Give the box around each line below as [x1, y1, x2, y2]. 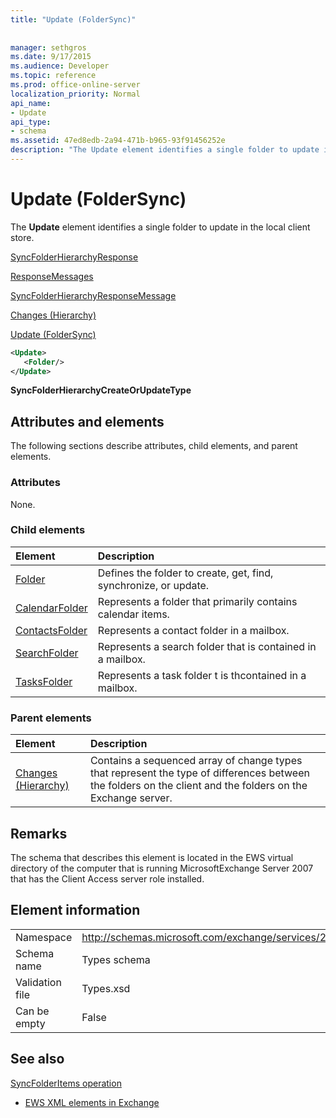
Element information [10, 902, 141, 919]
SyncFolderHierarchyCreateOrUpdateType [10, 384, 192, 396]
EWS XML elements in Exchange [24, 1096, 160, 1108]
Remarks [10, 825, 68, 842]
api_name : [10, 98, 52, 108]
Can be [15, 1004, 50, 1018]
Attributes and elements [10, 413, 165, 430]
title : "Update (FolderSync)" [10, 14, 137, 25]
